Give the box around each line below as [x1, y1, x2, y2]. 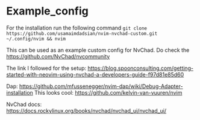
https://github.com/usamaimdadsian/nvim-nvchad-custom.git [6, 30, 158, 37]
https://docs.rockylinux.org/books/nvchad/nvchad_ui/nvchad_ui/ [6, 107, 167, 114]
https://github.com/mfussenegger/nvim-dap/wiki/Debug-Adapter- [19, 83, 183, 90]
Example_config [6, 4, 89, 18]
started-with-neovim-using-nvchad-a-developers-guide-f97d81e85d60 [6, 71, 184, 78]
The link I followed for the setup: [6, 65, 87, 72]
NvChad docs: [6, 101, 42, 108]
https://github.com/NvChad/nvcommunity [6, 52, 110, 60]
